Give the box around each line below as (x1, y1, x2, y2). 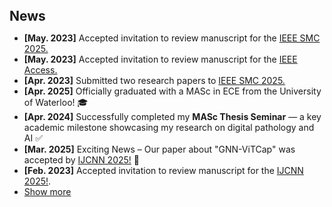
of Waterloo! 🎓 (23, 97, 89, 108)
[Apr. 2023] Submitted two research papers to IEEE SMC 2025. (23, 75, 286, 86)
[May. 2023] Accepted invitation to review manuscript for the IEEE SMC (23, 32, 321, 44)
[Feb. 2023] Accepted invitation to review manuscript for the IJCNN (23, 165, 304, 176)
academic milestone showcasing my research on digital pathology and (23, 122, 315, 133)
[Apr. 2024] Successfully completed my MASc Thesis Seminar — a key (23, 111, 322, 122)
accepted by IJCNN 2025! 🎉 (23, 154, 140, 166)
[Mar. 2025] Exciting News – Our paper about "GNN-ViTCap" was (23, 143, 296, 155)
